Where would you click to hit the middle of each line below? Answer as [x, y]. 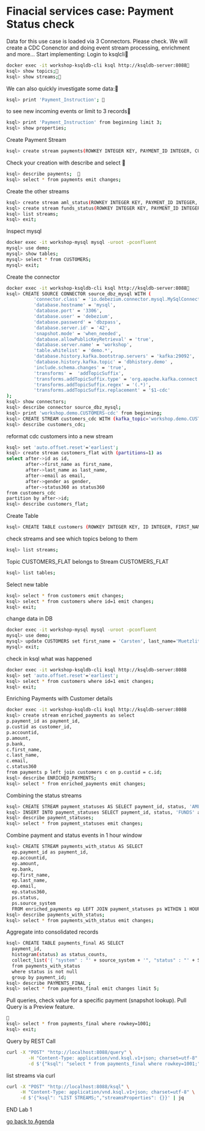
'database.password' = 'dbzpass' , [77, 322]
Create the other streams [38, 191]
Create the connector [33, 277]
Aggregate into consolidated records [52, 932]
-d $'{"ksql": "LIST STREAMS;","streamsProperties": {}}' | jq [102, 1098]
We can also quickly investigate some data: [61, 88]
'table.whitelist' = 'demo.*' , [73, 351]
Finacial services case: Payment [90, 11]
